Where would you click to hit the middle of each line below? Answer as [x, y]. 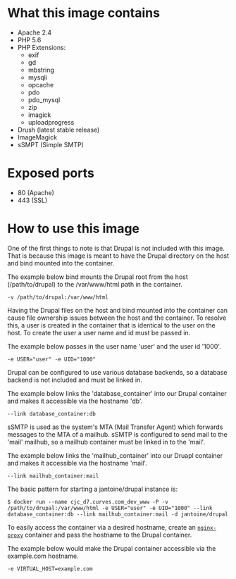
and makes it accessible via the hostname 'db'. [75, 401]
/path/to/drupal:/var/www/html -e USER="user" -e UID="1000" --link [110, 508]
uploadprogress [51, 122]
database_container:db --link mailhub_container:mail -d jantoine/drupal [118, 514]
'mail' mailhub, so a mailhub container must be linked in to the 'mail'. [106, 442]
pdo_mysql [44, 99]
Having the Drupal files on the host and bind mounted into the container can [117, 310]
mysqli [38, 77]
